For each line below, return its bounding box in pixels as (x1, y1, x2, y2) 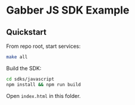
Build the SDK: (6, 64, 42, 71)
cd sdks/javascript (6, 76, 55, 82)
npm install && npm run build (6, 81, 81, 87)
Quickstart (6, 27, 47, 37)
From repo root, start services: (6, 42, 81, 50)
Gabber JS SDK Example (6, 4, 130, 17)
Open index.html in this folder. (6, 92, 81, 99)
